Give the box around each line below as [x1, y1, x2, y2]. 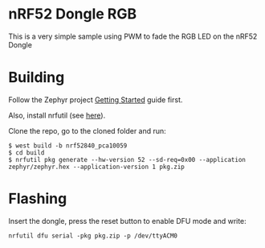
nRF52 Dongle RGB [8, 5, 137, 23]
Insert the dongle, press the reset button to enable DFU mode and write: [8, 216, 247, 225]
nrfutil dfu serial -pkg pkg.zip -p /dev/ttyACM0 [8, 231, 178, 240]
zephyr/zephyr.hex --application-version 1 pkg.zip [8, 163, 185, 171]
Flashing [8, 190, 67, 208]
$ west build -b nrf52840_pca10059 [8, 142, 128, 150]
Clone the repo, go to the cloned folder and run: [8, 126, 166, 135]
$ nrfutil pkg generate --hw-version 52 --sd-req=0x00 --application [8, 155, 247, 163]
